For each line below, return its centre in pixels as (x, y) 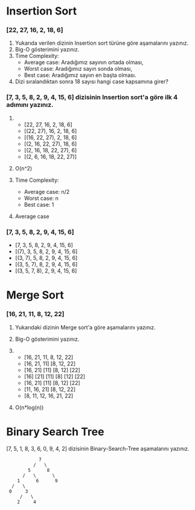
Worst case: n (41, 198)
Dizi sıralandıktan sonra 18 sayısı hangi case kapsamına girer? (92, 82)
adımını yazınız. (30, 105)
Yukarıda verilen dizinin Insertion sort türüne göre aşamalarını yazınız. (102, 43)
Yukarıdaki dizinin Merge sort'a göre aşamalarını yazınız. (85, 327)
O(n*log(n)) (29, 407)
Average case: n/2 (47, 192)
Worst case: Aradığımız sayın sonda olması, (78, 69)
